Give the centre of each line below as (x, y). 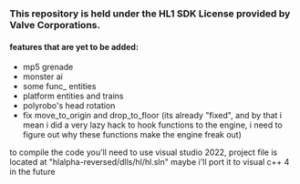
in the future (33, 172)
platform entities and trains (73, 96)
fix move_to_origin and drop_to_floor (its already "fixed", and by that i (152, 116)
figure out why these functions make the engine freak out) (132, 135)
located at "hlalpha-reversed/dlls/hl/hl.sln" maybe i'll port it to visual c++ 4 (150, 162)
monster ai (43, 77)
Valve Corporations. (55, 25)
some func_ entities (59, 87)
